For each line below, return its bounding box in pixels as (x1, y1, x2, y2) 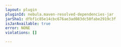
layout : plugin (5, 7, 37, 12)
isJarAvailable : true (5, 21, 51, 26)
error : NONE (5, 26, 30, 31)
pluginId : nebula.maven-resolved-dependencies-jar (5, 12, 114, 17)
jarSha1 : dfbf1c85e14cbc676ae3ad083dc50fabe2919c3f (5, 16, 116, 21)
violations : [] (5, 30, 37, 35)
